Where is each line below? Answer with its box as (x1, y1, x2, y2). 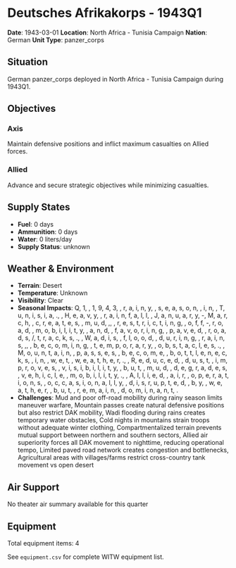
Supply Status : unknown (17, 242, 90, 251)
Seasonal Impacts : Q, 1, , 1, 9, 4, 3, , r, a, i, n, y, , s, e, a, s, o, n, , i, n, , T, (17, 304, 225, 313)
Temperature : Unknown (17, 289, 88, 297)
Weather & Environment (7, 263, 114, 274)
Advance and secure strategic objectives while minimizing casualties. (7, 181, 209, 189)
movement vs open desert (17, 461, 94, 469)
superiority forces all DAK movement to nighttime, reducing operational (17, 438, 224, 447)
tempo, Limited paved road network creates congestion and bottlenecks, (17, 446, 229, 455)
